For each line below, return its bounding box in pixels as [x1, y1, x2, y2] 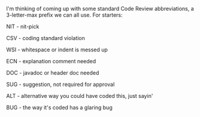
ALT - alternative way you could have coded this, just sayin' [6, 93, 153, 99]
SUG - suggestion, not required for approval [6, 81, 115, 88]
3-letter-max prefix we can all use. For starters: [6, 11, 123, 19]
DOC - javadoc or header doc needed [6, 69, 99, 76]
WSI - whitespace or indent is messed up [6, 46, 108, 53]
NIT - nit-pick [6, 23, 40, 30]
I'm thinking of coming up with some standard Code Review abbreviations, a [6, 5, 195, 12]
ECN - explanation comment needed [6, 58, 96, 64]
